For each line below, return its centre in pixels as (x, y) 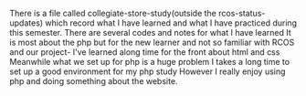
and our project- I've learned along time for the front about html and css (145, 52)
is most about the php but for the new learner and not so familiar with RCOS (152, 42)
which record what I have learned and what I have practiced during (171, 23)
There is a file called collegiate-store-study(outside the (113, 13)
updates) (26, 23)
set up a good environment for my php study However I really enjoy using (148, 71)
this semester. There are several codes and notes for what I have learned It (151, 32)
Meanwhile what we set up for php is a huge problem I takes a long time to (150, 62)
